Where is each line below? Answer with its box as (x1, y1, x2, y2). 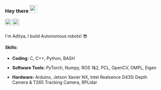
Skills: (5, 44, 18, 50)
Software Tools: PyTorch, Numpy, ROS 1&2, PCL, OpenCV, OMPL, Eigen (12, 65, 157, 71)
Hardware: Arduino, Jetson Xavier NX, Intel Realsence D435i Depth (12, 74, 147, 80)
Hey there (5, 7, 29, 14)
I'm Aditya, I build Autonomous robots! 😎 (5, 33, 88, 39)
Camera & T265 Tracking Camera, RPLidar (12, 79, 97, 85)
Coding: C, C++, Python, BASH (12, 55, 75, 61)
